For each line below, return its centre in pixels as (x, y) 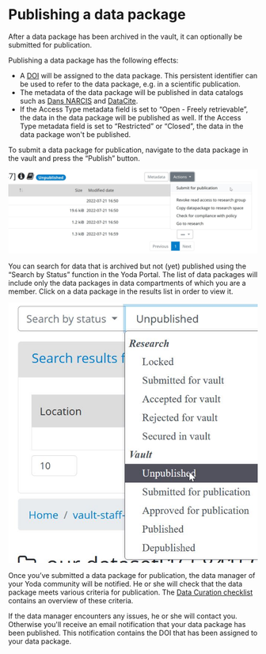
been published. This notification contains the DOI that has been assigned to (133, 633)
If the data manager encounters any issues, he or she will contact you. (123, 616)
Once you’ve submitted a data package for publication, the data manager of (132, 576)
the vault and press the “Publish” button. (74, 158)
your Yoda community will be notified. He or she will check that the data (125, 584)
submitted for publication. (50, 44)
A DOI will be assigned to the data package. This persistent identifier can (139, 75)
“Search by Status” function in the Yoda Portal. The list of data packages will (133, 275)
